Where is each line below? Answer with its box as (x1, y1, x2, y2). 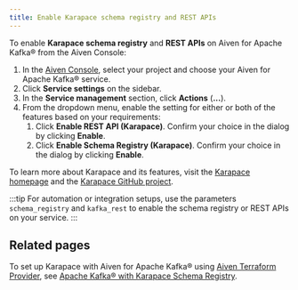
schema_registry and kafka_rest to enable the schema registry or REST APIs (9, 202, 289, 213)
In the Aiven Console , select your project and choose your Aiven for (21, 64, 271, 75)
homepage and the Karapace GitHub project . (9, 175, 173, 187)
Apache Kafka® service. (21, 73, 111, 85)
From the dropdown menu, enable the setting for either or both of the (21, 101, 276, 112)
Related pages (9, 238, 91, 254)
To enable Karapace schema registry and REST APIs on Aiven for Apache (9, 37, 283, 48)
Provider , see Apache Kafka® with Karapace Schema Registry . (9, 270, 238, 281)
